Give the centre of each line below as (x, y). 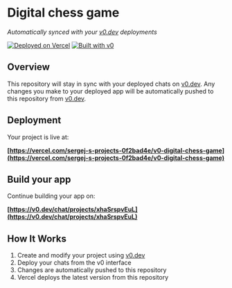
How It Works (37, 238)
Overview (29, 67)
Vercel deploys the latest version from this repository (93, 278)
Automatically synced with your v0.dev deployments (82, 32)
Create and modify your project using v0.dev (81, 255)
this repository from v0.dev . (47, 98)
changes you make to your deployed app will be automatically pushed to (110, 91)
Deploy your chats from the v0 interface (74, 263)
